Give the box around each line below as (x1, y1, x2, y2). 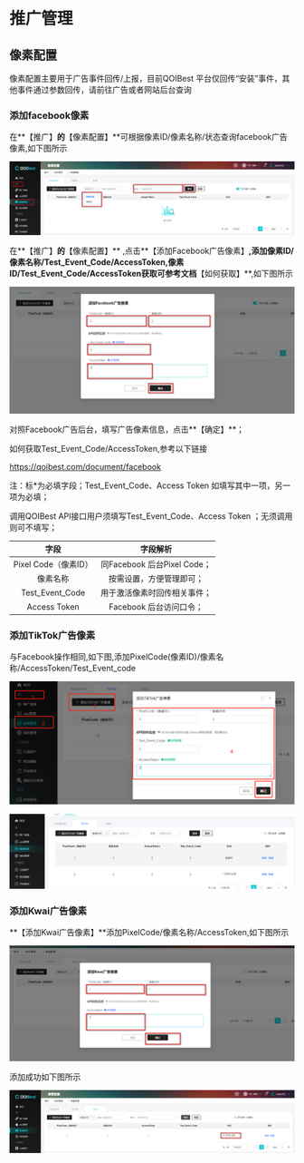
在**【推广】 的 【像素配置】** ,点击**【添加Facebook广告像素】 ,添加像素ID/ (9, 246, 294, 257)
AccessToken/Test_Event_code (20, 663, 137, 674)
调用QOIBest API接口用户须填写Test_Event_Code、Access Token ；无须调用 (9, 510, 293, 522)
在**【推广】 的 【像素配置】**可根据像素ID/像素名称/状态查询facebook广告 (9, 132, 288, 142)
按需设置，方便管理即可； (108, 572, 204, 583)
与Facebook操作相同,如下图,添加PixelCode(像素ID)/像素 (9, 651, 216, 662)
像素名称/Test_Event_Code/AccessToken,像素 (9, 257, 185, 268)
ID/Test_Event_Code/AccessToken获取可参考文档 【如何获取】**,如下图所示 (9, 269, 294, 279)
